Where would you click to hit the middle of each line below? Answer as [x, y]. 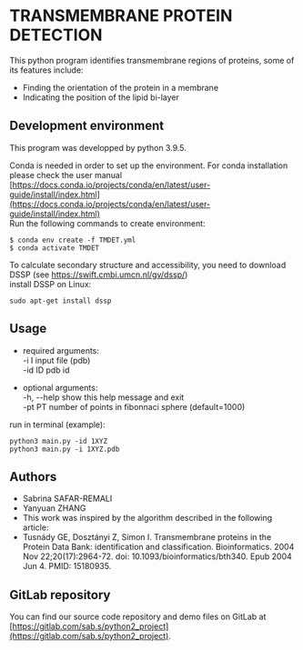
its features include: [46, 70]
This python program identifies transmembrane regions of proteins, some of [152, 60]
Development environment [87, 126]
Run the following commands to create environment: [108, 223]
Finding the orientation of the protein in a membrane [121, 87]
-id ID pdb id [46, 370]
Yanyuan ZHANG [54, 508]
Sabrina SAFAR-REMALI [67, 499]
